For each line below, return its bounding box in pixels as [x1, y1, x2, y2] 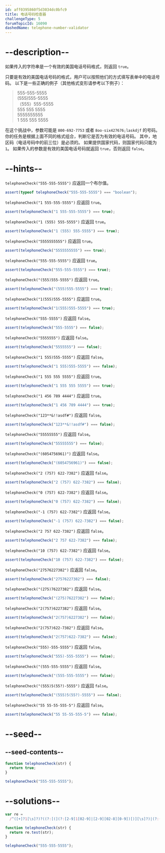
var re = [5, 812, 23, 817]
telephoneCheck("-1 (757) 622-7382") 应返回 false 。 [5, 509, 113, 515]
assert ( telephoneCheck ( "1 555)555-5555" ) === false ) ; [5, 364, 118, 369]
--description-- [5, 47, 70, 58]
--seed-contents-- [5, 748, 64, 757]
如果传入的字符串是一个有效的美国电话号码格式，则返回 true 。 [5, 63, 132, 69]
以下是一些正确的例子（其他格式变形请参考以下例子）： [14, 80, 125, 86]
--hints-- [5, 163, 43, 175]
